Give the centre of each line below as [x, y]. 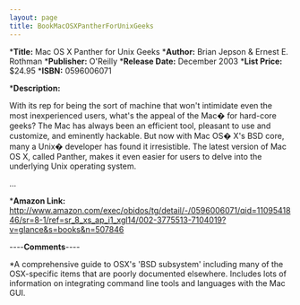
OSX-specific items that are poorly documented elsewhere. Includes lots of [148, 274]
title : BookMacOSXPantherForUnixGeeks [81, 26]
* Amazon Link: [37, 200]
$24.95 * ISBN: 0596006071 [60, 70]
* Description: [35, 88]
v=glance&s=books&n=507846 [67, 229]
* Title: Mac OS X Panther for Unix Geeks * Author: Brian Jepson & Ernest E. [149, 51]
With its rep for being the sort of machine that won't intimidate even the [141, 105]
